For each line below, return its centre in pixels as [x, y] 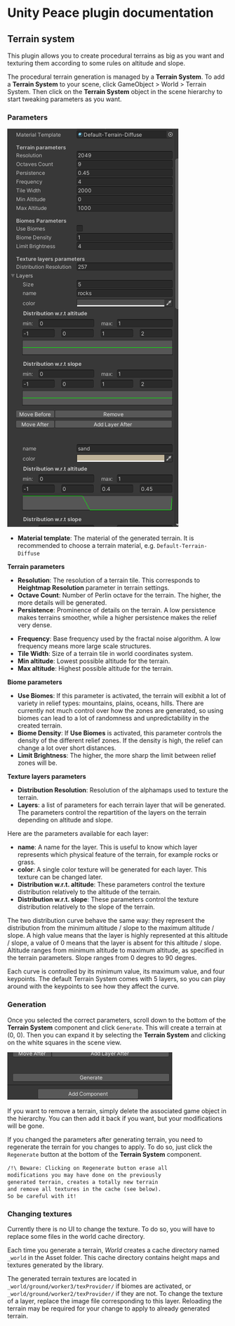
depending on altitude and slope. [65, 820]
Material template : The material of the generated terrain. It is [106, 538]
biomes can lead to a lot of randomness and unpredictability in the [113, 718]
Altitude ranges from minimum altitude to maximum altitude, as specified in [116, 950]
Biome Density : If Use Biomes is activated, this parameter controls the [120, 733]
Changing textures [40, 1214]
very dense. [35, 625]
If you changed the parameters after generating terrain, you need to [105, 1139]
